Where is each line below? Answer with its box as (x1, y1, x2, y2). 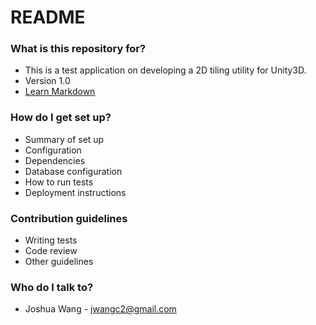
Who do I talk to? (10, 281, 94, 294)
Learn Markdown (24, 86, 96, 98)
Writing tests (24, 234, 78, 246)
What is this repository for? (10, 42, 147, 56)
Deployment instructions (24, 186, 127, 198)
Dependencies (24, 154, 86, 166)
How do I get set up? (10, 111, 112, 125)
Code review (24, 245, 78, 257)
